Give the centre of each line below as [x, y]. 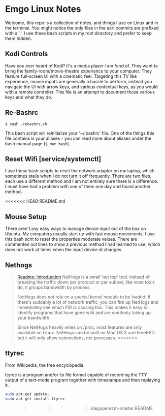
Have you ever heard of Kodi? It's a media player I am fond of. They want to [82, 65]
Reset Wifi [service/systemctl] [53, 159]
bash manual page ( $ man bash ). [38, 143]
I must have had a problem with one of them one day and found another [78, 187]
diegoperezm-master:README [122, 408]
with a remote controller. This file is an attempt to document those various [80, 92]
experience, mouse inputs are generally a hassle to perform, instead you [79, 81]
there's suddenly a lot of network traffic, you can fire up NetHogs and [88, 302]
